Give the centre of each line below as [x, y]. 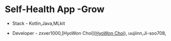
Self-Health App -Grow [55, 9]
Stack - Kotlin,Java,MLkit [38, 23]
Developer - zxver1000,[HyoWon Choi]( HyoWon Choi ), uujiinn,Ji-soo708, [89, 33]
